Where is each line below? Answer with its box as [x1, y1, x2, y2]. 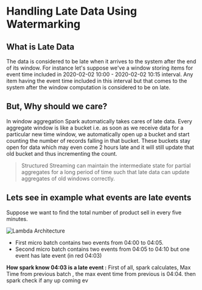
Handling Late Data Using [6, 4, 138, 18]
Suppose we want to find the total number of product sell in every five [6, 209, 182, 216]
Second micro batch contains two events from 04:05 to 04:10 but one [15, 245, 190, 253]
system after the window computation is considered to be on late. [6, 84, 171, 91]
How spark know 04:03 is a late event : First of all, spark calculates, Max [6, 264, 191, 271]
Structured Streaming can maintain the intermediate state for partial [21, 162, 191, 169]
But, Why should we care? [6, 101, 108, 112]
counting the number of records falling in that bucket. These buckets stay [6, 137, 190, 144]
